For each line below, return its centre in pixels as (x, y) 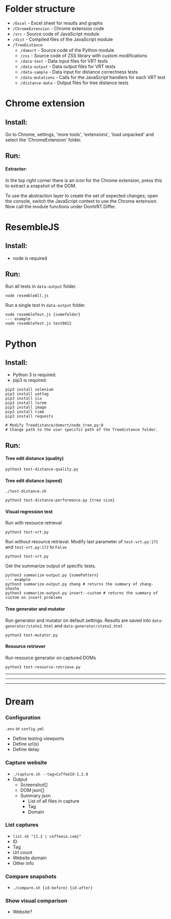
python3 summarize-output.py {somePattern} (52, 575)
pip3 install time (25, 412)
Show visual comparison (36, 901)
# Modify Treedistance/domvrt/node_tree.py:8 (54, 425)
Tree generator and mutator (35, 609)
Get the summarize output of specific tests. (51, 566)
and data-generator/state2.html (89, 625)
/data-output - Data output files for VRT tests (68, 66)
